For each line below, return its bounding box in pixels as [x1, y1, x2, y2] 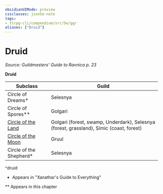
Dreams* [7, 97, 29, 104]
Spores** [7, 111, 30, 118]
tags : [5, 16, 16, 21]
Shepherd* [7, 153, 33, 160]
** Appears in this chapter [5, 184, 57, 190]
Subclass [16, 83, 38, 90]
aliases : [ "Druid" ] [5, 25, 45, 30]
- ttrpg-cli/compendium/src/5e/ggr [5, 20, 77, 26]
